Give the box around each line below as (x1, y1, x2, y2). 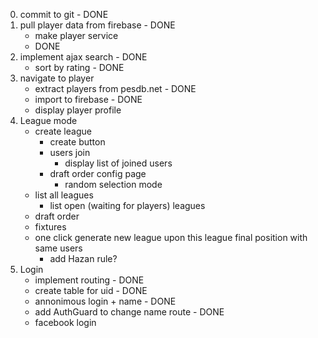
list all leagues (34, 189, 94, 201)
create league (34, 125, 92, 137)
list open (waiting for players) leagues (49, 200, 206, 211)
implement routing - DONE (34, 274, 145, 286)
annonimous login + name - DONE (34, 295, 177, 307)
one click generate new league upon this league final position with (34, 232, 308, 243)
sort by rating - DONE (34, 62, 125, 73)
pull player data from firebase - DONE (19, 19, 176, 31)
